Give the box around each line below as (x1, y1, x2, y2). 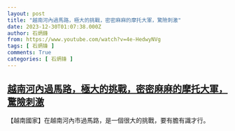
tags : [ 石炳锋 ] (7, 43, 55, 49)
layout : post (7, 10, 45, 17)
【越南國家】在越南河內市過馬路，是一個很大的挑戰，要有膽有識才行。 (7, 116, 210, 124)
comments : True (7, 49, 52, 56)
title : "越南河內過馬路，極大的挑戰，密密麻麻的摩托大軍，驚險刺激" (7, 17, 182, 24)
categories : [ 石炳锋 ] (7, 56, 73, 63)
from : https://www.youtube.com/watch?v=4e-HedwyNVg (7, 36, 161, 43)
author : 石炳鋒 (7, 29, 48, 37)
